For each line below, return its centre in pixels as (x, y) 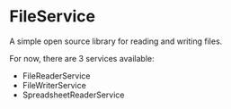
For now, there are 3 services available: (82, 58)
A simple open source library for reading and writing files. (116, 41)
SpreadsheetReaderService (73, 95)
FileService (53, 17)
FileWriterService (54, 85)
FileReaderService (57, 75)
